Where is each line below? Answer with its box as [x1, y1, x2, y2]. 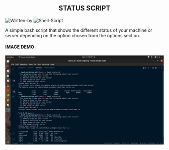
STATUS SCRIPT [58, 4, 111, 13]
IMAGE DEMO [5, 44, 34, 50]
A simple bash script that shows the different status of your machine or [5, 27, 152, 33]
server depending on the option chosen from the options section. [5, 32, 140, 38]
